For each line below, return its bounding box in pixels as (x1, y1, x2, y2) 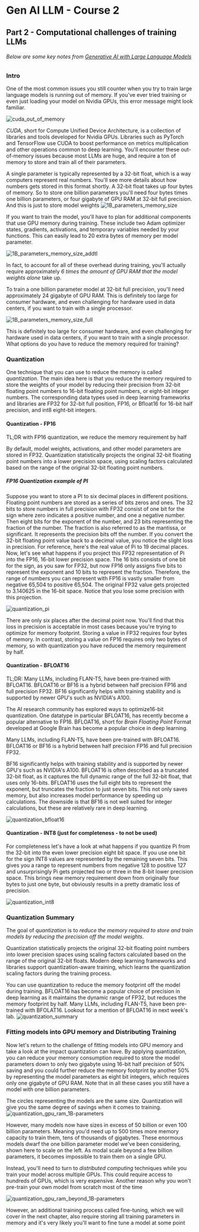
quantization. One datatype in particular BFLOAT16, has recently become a (6, 712, 188, 719)
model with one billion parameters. (6, 1086, 91, 1093)
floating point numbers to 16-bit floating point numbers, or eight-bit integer (6, 388, 189, 395)
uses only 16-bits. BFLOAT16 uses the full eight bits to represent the (6, 779, 172, 786)
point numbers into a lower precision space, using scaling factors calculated (6, 457, 193, 464)
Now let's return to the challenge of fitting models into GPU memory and (6, 1041, 184, 1048)
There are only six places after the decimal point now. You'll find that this (6, 617, 184, 624)
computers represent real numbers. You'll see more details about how (6, 177, 177, 184)
